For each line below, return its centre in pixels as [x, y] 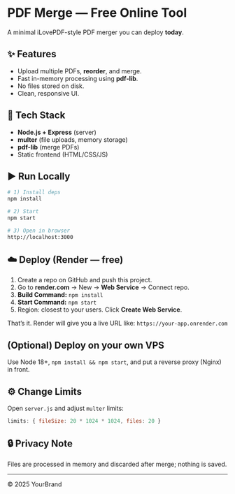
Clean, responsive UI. [48, 93]
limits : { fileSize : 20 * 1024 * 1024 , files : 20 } [84, 421]
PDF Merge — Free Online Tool [97, 13]
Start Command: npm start [57, 303]
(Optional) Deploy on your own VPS [86, 345]
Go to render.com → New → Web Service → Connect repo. [104, 287]
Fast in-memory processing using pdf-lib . [78, 78]
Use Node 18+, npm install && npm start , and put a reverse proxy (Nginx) [114, 362]
